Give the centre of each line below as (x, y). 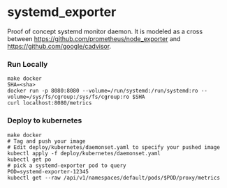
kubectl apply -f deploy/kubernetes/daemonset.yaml (84, 153)
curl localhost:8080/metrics (50, 103)
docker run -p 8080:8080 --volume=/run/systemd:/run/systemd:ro (103, 91)
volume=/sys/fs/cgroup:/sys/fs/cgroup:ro (68, 97)
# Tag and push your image (46, 141)
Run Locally (28, 64)
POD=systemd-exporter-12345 (48, 171)
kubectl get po (29, 159)
